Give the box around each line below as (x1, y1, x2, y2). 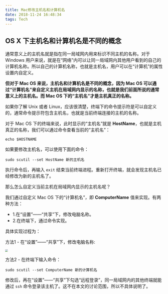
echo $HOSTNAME (5, 137, 37, 142)
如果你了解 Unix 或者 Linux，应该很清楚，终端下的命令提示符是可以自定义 (5, 104, 157, 110)
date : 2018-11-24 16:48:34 (5, 12, 62, 17)
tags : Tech (5, 17, 28, 22)
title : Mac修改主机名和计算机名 (5, 7, 65, 13)
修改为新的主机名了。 (9, 173, 54, 179)
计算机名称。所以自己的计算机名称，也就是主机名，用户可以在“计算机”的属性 (5, 63, 163, 69)
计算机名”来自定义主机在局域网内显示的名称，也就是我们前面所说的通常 (12, 86, 159, 93)
